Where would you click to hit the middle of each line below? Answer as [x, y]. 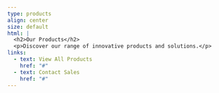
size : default [28, 27]
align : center [28, 20]
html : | [19, 33]
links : [17, 53]
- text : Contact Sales [47, 72]
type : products [29, 14]
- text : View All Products [53, 59]
